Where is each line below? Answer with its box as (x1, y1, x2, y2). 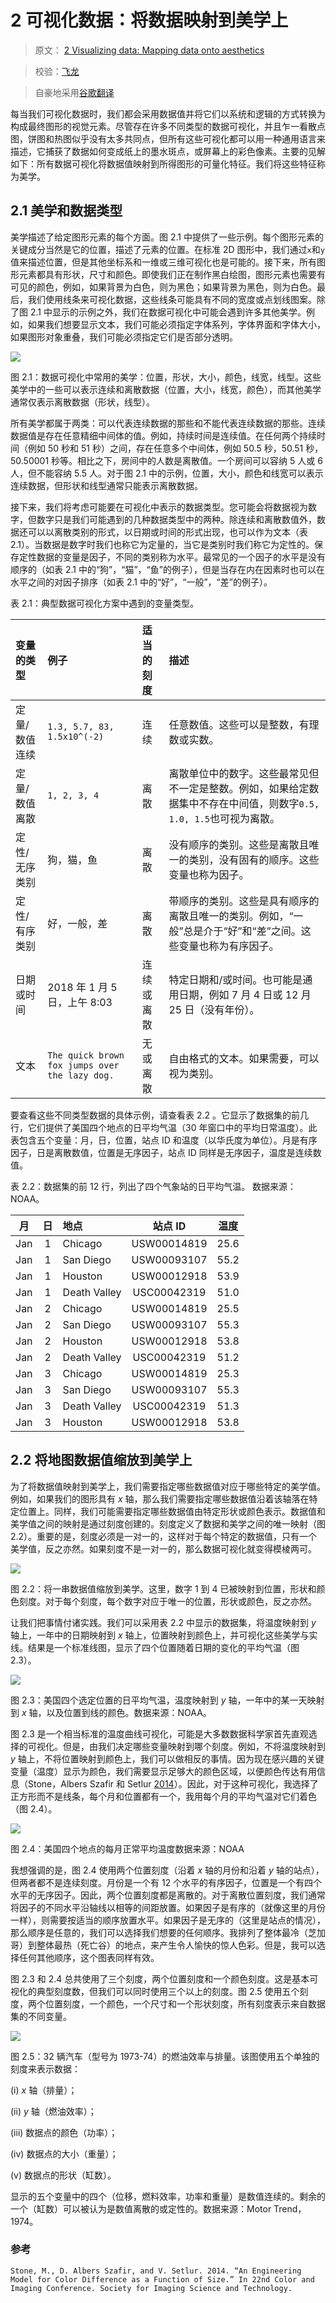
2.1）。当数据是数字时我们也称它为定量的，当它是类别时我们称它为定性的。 (10, 538, 315, 550)
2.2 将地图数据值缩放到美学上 (10, 1452, 193, 1469)
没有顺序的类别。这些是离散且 (168, 837, 310, 851)
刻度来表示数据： (10, 2062, 81, 2075)
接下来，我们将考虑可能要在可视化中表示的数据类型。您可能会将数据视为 (10, 501, 308, 513)
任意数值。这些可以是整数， (168, 717, 300, 731)
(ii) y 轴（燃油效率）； (10, 2105, 97, 2117)
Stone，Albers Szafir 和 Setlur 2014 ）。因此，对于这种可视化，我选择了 (27, 1777, 319, 1790)
